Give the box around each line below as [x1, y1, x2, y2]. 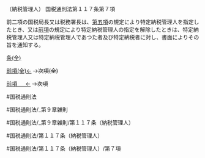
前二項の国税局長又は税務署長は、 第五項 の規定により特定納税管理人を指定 [6, 18, 194, 26]
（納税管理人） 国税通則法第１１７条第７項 [6, 5, 115, 12]
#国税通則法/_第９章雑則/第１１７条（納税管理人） [6, 119, 135, 126]
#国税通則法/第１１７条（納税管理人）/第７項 [6, 145, 121, 152]
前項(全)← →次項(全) [6, 67, 59, 74]
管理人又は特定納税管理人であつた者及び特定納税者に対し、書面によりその [11, 34, 199, 41]
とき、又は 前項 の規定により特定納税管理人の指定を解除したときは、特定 [11, 26, 194, 33]
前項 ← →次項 [6, 80, 48, 87]
